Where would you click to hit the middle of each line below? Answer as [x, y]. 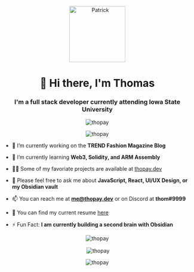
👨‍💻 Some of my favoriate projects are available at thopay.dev [87, 169]
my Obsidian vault [35, 187]
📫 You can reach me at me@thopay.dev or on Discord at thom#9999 [99, 199]
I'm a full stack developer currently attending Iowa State [97, 102]
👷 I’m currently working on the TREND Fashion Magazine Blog [89, 146]
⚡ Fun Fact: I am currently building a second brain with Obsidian [92, 225]
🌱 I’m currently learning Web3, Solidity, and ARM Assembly [86, 157]
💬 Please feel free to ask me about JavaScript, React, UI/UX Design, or [100, 180]
